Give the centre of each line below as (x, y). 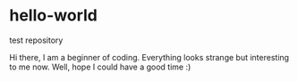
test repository (36, 40)
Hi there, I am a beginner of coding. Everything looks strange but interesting (149, 57)
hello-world (54, 16)
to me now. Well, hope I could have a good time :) (100, 67)
